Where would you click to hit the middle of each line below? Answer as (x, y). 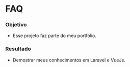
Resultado (18, 49)
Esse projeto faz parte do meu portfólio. (55, 36)
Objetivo (16, 25)
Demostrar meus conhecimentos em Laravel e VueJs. (69, 60)
